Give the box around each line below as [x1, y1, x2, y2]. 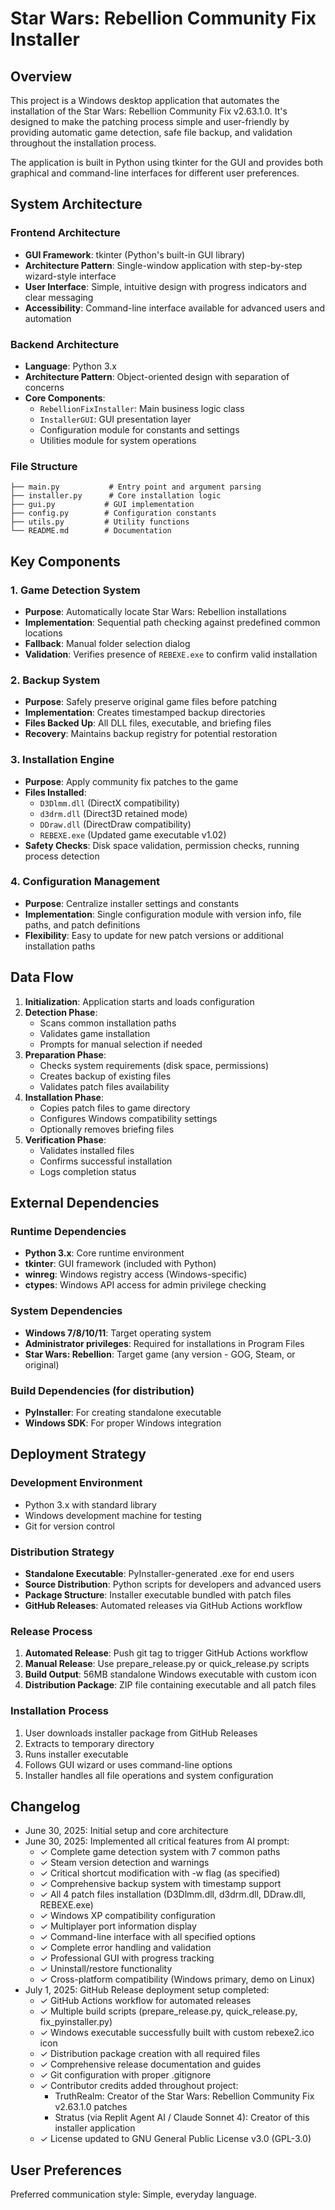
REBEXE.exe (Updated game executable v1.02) [39, 828, 227, 841]
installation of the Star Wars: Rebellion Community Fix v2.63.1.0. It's [10, 105, 288, 117]
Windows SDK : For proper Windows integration [24, 1417, 222, 1429]
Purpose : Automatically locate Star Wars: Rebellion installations [24, 605, 287, 617]
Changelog [10, 1798, 81, 1815]
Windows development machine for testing [24, 1509, 202, 1521]
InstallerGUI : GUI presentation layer [39, 413, 192, 425]
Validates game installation [39, 1027, 151, 1039]
